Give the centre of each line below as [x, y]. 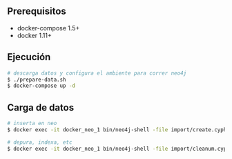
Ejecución [29, 57]
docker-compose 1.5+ [48, 28]
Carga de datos [41, 107]
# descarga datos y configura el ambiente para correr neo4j [97, 73]
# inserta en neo [32, 124]
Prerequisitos [37, 11]
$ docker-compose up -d [41, 86]
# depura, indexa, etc [40, 142]
